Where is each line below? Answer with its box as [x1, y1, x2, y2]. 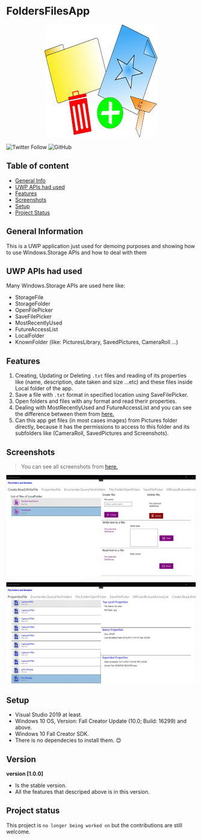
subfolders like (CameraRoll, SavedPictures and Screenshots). [14, 429, 169, 437]
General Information [6, 226, 84, 237]
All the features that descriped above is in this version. [14, 788, 150, 795]
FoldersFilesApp [6, 4, 90, 18]
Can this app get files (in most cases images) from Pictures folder [14, 417, 178, 424]
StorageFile [14, 294, 44, 301]
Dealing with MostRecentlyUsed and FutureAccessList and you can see [14, 404, 192, 411]
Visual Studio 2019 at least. [14, 711, 82, 718]
